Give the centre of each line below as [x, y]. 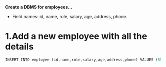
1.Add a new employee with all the [76, 36]
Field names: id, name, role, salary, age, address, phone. [70, 16]
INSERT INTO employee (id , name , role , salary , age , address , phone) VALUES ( [82, 60]
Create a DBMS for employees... [39, 7]
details [19, 47]
